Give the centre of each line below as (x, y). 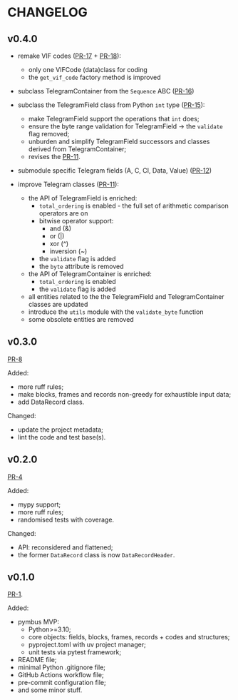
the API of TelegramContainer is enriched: (90, 274)
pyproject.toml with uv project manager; (87, 645)
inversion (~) (68, 251)
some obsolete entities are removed (81, 319)
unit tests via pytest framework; (75, 652)
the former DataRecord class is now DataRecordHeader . (96, 554)
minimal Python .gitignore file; (61, 667)
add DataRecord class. (51, 402)
